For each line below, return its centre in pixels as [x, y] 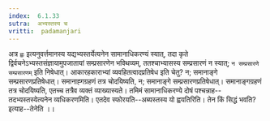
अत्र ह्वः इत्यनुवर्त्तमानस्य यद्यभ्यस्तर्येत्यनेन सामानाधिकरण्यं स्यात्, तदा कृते [99, 54]
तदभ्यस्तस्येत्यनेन [30, 100]
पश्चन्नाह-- [208, 91]
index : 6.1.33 [34, 16]
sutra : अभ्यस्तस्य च [38, 24]
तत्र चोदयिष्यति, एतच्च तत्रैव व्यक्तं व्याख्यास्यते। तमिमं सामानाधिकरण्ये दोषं [101, 91]
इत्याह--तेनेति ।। [32, 109]
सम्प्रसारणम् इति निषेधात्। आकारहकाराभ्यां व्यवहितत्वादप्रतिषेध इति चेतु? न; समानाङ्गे [113, 72]
